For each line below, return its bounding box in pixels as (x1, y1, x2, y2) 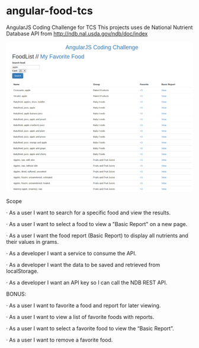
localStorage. (6, 268, 38, 275)
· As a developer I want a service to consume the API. (6, 250, 137, 257)
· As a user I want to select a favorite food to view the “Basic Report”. (6, 325, 174, 332)
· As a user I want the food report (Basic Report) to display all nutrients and (6, 232, 188, 239)
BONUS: (6, 291, 27, 297)
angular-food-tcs (6, 4, 93, 18)
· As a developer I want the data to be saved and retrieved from (6, 262, 161, 268)
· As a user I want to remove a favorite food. (6, 336, 113, 343)
